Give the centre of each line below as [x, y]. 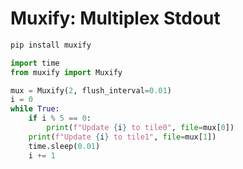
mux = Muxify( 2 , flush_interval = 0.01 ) [91, 90]
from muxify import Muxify [66, 72]
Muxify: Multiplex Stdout [115, 18]
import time [35, 63]
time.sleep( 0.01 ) [64, 146]
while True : [35, 109]
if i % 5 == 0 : [60, 118]
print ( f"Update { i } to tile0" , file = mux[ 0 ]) [140, 128]
